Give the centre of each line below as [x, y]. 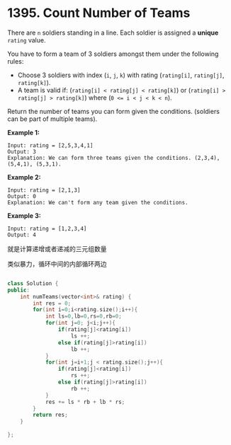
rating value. [27, 40]
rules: [16, 61]
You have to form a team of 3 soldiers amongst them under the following [113, 54]
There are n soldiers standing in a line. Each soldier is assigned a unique [113, 33]
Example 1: [24, 132]
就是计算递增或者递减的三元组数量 [57, 248]
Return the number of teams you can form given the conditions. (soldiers [113, 111]
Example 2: [24, 177]
